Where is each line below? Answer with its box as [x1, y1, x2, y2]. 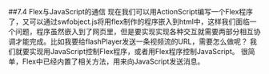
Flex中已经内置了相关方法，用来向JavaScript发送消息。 [22, 56, 205, 66]
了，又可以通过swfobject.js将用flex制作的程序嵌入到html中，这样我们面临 [8, 17, 251, 26]
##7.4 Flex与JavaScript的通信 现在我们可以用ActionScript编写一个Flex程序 [8, 7, 254, 16]
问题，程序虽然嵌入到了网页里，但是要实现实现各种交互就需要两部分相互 [14, 27, 254, 36]
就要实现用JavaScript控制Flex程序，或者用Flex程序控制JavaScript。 [14, 47, 239, 56]
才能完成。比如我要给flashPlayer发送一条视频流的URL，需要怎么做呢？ [14, 37, 248, 46]
